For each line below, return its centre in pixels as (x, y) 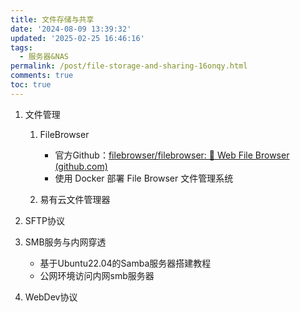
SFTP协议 (45, 220)
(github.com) (81, 166)
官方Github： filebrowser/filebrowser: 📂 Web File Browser (172, 155)
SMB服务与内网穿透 (65, 242)
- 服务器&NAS (44, 57)
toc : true (31, 85)
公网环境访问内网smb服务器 (97, 275)
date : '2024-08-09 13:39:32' (71, 29)
